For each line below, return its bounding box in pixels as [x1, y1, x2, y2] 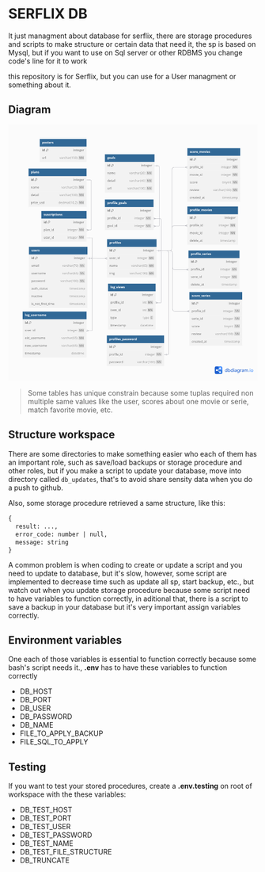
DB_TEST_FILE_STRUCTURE [19, 847, 112, 857]
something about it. [8, 80, 71, 90]
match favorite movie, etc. [27, 405, 113, 415]
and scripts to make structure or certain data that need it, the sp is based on [8, 39, 256, 48]
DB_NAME [19, 721, 54, 730]
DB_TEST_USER [19, 822, 71, 832]
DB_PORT [19, 695, 52, 705]
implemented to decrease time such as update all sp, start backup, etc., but [8, 576, 255, 587]
